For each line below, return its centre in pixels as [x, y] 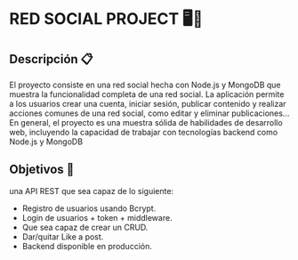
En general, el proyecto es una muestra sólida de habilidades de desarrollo [146, 122]
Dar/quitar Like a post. [63, 236]
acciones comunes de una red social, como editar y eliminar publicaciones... [149, 113]
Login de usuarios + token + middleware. [97, 217]
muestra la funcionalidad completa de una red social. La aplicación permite [147, 94]
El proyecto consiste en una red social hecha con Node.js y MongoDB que [145, 85]
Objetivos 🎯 [42, 170]
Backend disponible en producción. [87, 246]
